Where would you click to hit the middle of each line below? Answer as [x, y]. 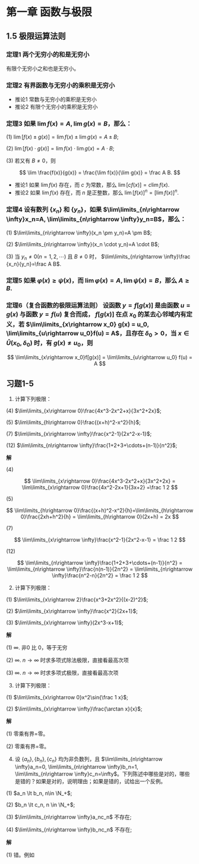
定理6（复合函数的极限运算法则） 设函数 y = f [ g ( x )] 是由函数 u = [98, 306]
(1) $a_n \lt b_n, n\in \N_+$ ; [39, 793]
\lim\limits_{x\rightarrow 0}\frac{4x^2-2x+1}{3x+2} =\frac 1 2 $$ [100, 488]
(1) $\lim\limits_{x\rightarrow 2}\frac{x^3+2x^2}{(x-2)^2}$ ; [77, 600]
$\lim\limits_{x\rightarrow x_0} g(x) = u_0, [88, 324]
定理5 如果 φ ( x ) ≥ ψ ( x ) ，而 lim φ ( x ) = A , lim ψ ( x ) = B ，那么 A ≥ [98, 281]
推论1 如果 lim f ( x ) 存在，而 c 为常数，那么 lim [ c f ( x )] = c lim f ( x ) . [92, 185]
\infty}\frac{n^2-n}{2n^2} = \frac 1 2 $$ [100, 576]
